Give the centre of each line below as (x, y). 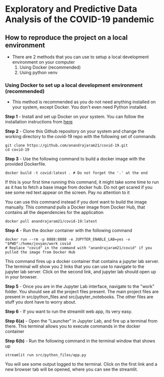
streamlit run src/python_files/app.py (46, 355)
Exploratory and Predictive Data (71, 9)
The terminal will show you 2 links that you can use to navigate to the (75, 267)
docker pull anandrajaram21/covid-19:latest (51, 221)
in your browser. (22, 277)
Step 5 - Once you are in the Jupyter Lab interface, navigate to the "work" (80, 286)
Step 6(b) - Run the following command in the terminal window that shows (80, 341)
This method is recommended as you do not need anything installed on (84, 102)
